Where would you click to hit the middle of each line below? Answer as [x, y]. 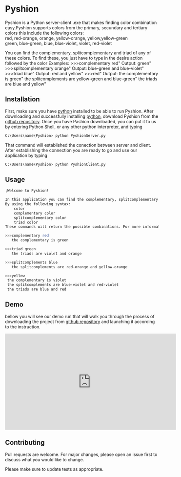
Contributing [25, 443]
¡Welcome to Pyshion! [27, 191]
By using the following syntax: [38, 204]
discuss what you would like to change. [45, 459]
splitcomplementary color [40, 218]
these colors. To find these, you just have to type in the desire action [74, 58]
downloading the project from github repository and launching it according [80, 322]
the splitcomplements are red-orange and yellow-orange [70, 267]
